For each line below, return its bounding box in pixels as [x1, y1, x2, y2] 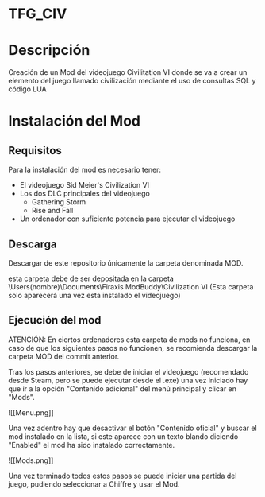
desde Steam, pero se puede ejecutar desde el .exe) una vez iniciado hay [8, 375, 248, 385]
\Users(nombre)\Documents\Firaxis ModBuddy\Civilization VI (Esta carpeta [8, 282, 254, 291]
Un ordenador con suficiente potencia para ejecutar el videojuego [19, 214, 236, 223]
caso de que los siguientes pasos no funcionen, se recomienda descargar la [8, 343, 258, 352]
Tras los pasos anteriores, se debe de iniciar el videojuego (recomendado [8, 367, 249, 376]
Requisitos [8, 144, 62, 157]
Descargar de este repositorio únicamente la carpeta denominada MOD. [8, 258, 244, 267]
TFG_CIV [8, 5, 67, 23]
